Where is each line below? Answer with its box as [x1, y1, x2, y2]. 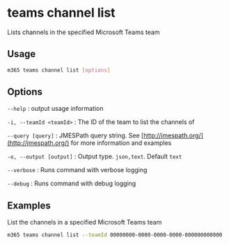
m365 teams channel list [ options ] [7, 66, 111, 74]
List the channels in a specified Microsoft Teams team [7, 218, 162, 227]
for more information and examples [70, 139, 172, 147]
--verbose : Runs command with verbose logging [7, 166, 148, 174]
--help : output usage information [7, 105, 104, 113]
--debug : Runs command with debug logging [7, 179, 136, 188]
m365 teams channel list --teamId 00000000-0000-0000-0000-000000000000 [7, 231, 223, 238]
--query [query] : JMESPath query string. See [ [7, 131, 144, 140]
